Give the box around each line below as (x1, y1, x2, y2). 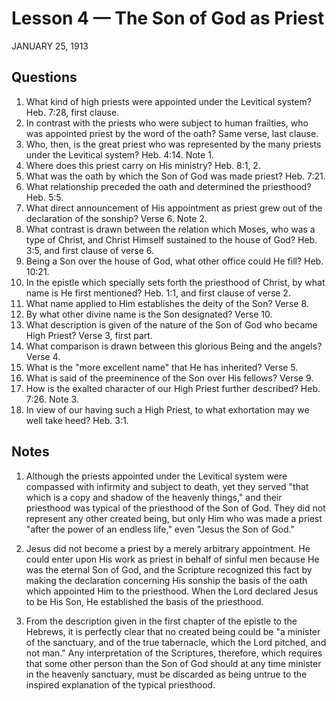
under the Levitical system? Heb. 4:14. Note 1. (25, 148, 214, 161)
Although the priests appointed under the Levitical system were (25, 470, 288, 482)
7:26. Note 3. (25, 393, 79, 405)
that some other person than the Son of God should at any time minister (25, 657, 322, 669)
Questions (11, 69, 78, 86)
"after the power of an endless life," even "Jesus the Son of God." (25, 523, 295, 535)
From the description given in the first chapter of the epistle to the (25, 615, 298, 627)
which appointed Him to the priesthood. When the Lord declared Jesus (25, 585, 319, 597)
